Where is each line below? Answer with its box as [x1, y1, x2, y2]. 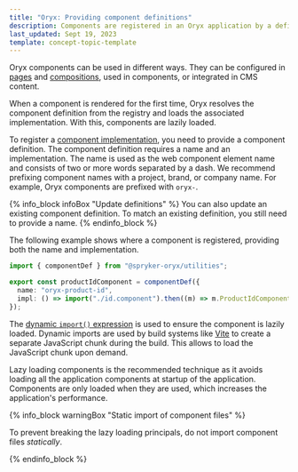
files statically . [9, 436, 63, 447]
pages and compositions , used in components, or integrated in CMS [9, 72, 258, 83]
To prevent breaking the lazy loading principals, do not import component [9, 427, 278, 437]
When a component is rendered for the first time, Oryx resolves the [9, 99, 255, 109]
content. [9, 81, 40, 92]
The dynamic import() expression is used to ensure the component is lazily [9, 318, 286, 329]
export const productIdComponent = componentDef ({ [9, 277, 200, 287]
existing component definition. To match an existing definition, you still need [9, 208, 287, 219]
